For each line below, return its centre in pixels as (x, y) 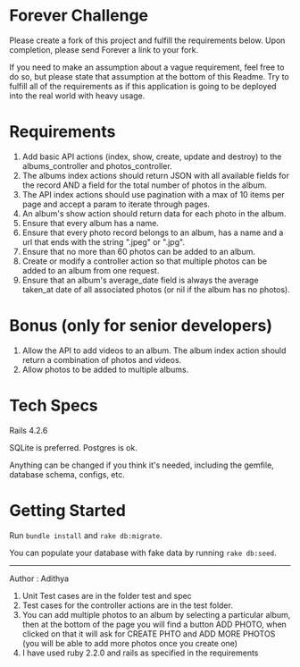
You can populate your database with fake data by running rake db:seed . (143, 553)
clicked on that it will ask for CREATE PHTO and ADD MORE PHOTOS (149, 633)
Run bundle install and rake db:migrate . (86, 535)
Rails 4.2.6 (29, 430)
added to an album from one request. (91, 270)
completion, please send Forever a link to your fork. (104, 49)
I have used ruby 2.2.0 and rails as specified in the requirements (140, 653)
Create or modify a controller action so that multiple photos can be (145, 261)
